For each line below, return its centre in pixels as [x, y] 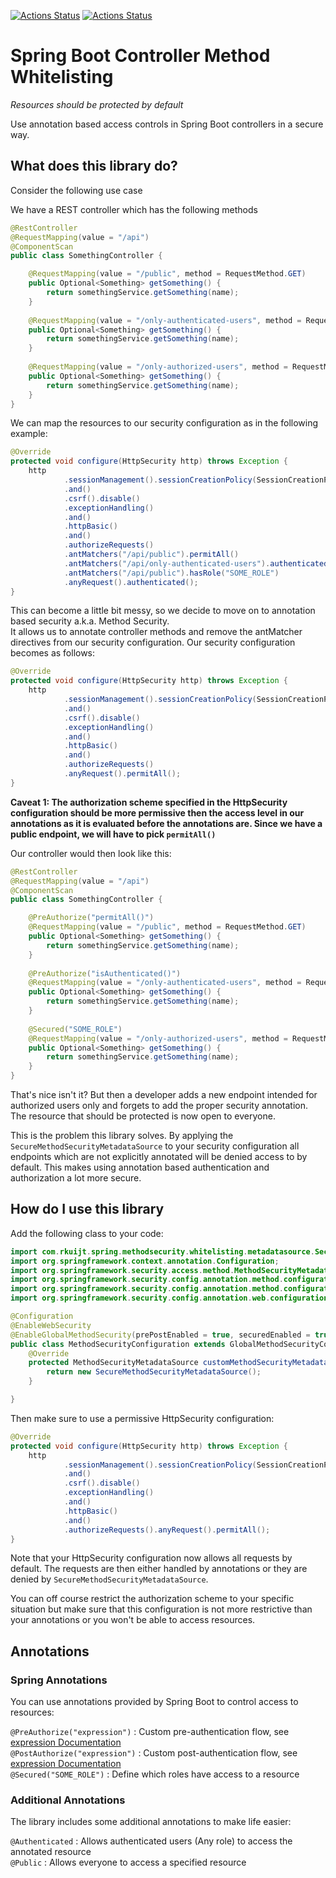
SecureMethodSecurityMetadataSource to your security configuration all [155, 1146]
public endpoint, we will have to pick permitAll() [113, 834]
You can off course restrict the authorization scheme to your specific [152, 1599]
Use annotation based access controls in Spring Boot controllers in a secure [167, 124]
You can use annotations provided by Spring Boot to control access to [154, 1702]
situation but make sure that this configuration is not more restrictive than [161, 1609]
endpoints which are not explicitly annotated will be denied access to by [159, 1156]
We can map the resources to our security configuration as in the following [164, 423]
